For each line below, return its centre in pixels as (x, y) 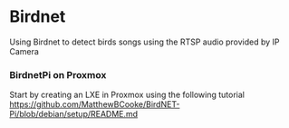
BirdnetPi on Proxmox (58, 74)
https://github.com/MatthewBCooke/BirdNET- (95, 104)
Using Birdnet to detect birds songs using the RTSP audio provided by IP (144, 42)
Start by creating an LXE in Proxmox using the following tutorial (127, 95)
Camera (24, 51)
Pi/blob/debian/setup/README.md (74, 114)
